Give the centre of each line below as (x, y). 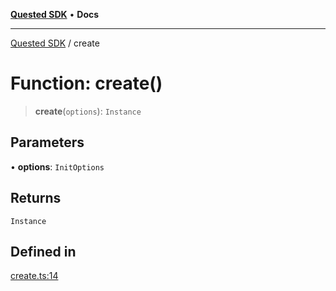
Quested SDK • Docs (55, 14)
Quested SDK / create (55, 43)
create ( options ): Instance (88, 111)
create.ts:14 (34, 276)
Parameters (47, 142)
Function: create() (86, 83)
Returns (36, 198)
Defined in (43, 251)
